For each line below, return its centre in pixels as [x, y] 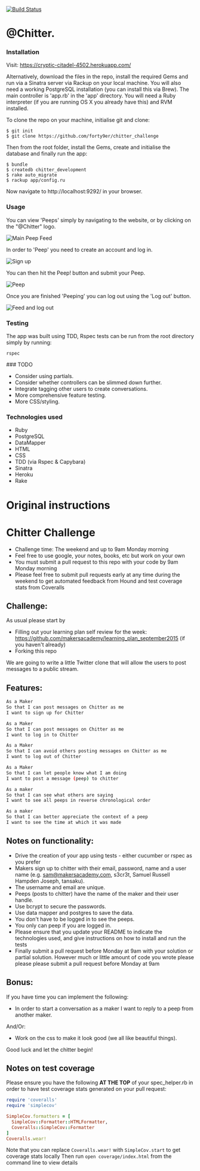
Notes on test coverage [50, 1068]
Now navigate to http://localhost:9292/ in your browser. [74, 191]
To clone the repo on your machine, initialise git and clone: [78, 120]
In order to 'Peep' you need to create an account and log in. [79, 250]
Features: [24, 688]
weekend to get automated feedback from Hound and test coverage [99, 581]
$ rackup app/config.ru [36, 180]
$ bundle [17, 165]
